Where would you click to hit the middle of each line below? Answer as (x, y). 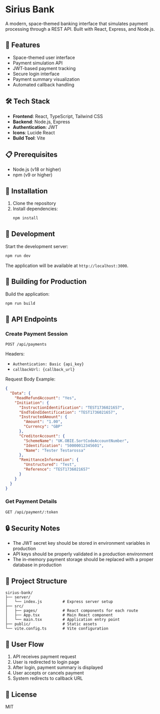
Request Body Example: (30, 379)
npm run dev (18, 256)
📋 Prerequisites (31, 154)
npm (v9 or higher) (32, 175)
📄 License (21, 694)
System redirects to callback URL (48, 678)
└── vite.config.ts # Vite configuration (57, 629)
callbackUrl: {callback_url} (44, 370)
